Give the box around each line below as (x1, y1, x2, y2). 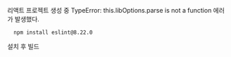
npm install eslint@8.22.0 (13, 29, 93, 36)
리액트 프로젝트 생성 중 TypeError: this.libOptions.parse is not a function (7, 6, 212, 14)
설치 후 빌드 (7, 42, 40, 51)
